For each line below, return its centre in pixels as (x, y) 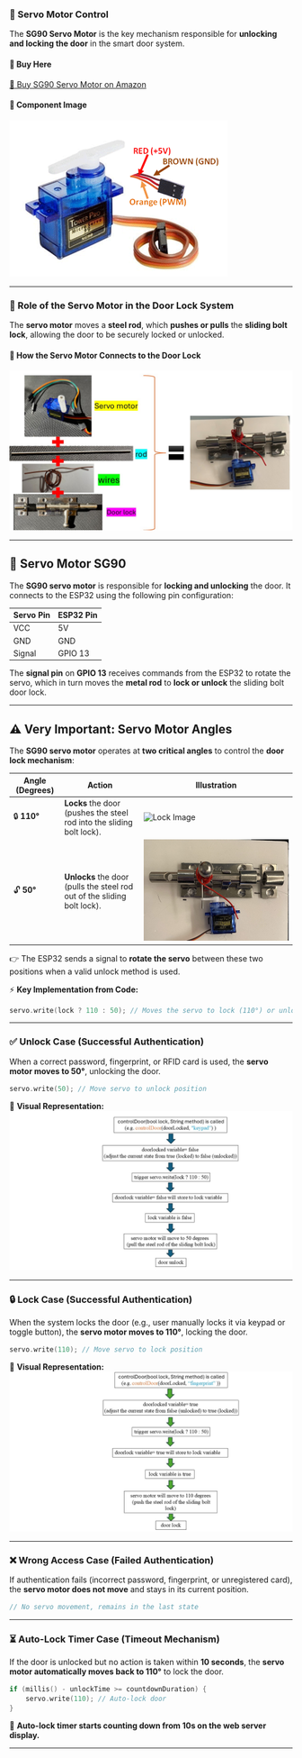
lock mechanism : (42, 761)
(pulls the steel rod (98, 886)
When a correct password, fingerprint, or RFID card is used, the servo (139, 1061)
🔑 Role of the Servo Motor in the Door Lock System (122, 305)
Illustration (216, 785)
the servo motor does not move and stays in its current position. (129, 1589)
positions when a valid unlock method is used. (95, 971)
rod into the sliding (98, 822)
